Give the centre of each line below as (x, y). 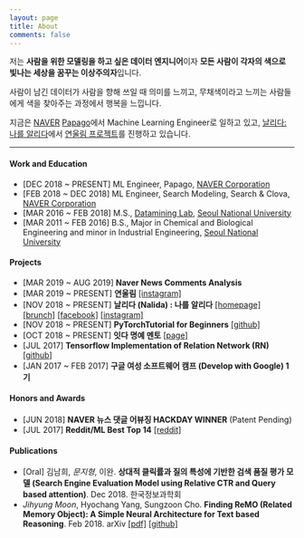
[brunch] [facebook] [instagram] (83, 314)
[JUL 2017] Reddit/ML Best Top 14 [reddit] (102, 429)
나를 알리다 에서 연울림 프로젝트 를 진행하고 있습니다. (100, 134)
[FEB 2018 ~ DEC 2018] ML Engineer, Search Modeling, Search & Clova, (156, 193)
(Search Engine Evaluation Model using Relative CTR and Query (153, 483)
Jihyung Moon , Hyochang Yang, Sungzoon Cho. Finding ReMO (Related (157, 504)
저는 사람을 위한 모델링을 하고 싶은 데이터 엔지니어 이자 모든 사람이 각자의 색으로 (148, 62)
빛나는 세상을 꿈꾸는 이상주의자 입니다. (76, 72)
